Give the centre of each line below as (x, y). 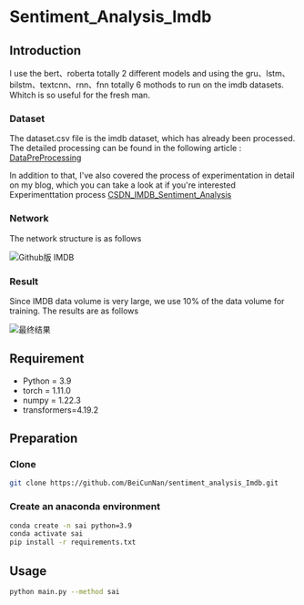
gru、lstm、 (268, 73)
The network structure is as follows (76, 238)
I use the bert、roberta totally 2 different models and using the (127, 73)
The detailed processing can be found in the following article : (126, 149)
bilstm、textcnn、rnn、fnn (59, 85)
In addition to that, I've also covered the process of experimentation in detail (152, 176)
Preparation (44, 439)
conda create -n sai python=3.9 (71, 526)
